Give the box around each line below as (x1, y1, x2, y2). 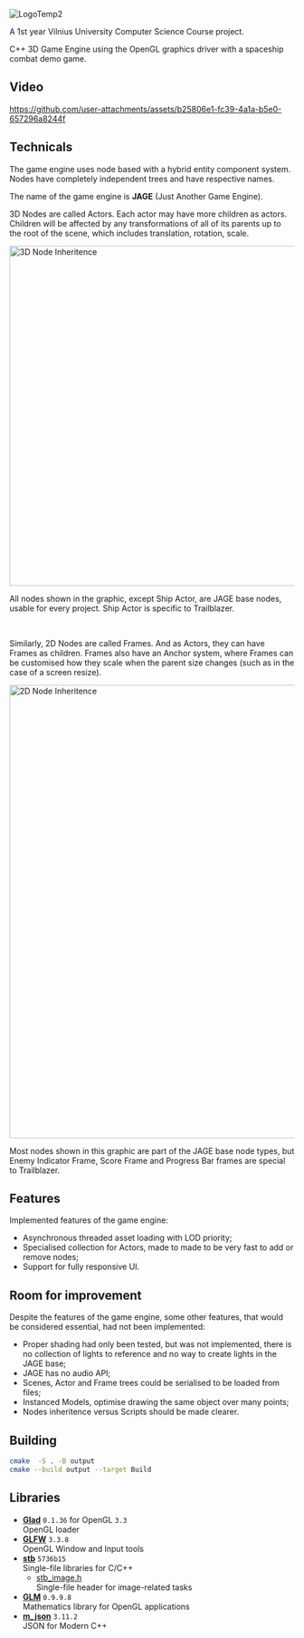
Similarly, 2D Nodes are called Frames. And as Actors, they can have (9, 637, 265, 648)
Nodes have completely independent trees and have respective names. (9, 173, 275, 184)
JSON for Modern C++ (22, 1620, 108, 1631)
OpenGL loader (22, 1524, 80, 1535)
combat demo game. (9, 53, 87, 63)
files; (22, 1387, 42, 1398)
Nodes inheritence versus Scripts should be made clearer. (22, 1406, 240, 1418)
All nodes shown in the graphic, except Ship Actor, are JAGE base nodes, (9, 593, 282, 604)
